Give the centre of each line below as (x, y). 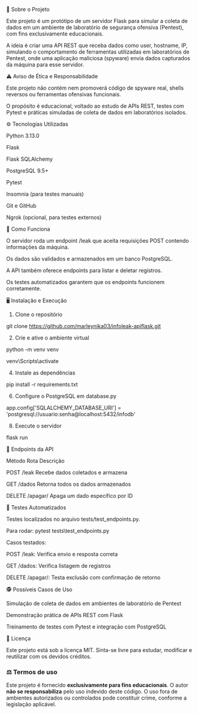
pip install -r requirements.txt (42, 384)
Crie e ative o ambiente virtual (52, 338)
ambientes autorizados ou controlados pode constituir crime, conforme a (97, 698)
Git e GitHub (22, 206)
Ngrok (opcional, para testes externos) (54, 217)
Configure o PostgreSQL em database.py (66, 396)
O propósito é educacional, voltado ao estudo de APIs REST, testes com (95, 106)
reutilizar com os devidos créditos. (49, 657)
